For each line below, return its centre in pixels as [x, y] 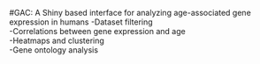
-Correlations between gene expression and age [97, 31]
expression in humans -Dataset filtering [81, 22]
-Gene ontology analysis [54, 50]
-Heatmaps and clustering [57, 40]
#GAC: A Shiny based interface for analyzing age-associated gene [130, 13]
